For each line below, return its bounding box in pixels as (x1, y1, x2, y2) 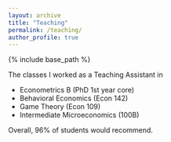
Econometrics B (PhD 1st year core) (19, 86, 135, 95)
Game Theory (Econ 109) (19, 102, 101, 111)
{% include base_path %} (8, 55, 91, 64)
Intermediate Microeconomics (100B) (19, 111, 140, 120)
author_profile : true (8, 33, 79, 42)
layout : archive (8, 11, 61, 20)
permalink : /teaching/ (8, 26, 82, 34)
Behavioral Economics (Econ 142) (19, 93, 129, 103)
